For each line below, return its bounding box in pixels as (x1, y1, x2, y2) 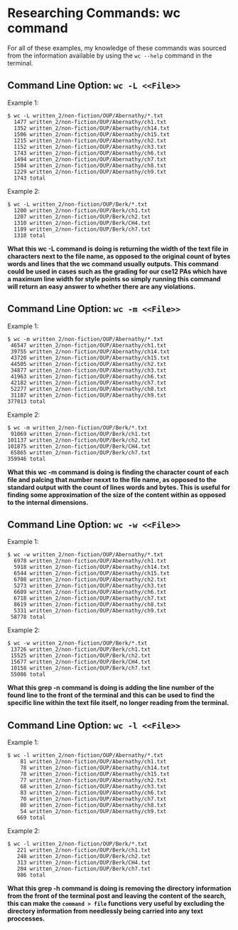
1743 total (13, 174, 46, 182)
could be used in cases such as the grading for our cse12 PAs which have (7, 267, 227, 276)
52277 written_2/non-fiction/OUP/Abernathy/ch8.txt (10, 385, 167, 392)
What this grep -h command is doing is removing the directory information (7, 884, 232, 893)
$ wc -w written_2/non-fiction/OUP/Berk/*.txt (7, 639, 148, 647)
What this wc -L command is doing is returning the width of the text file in (7, 244, 229, 253)
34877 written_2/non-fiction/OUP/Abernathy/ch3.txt (10, 367, 167, 374)
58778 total (10, 614, 46, 621)
